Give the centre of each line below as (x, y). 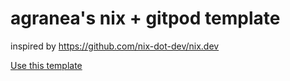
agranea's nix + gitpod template (145, 18)
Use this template (46, 65)
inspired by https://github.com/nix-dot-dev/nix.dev (115, 46)
